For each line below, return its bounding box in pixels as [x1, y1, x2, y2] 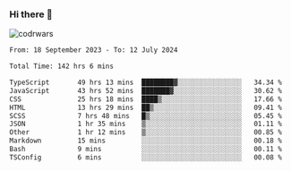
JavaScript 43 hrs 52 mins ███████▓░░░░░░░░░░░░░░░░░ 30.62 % [9, 86, 282, 95]
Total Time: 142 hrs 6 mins [9, 62, 115, 71]
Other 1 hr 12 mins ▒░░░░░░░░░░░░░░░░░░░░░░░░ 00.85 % [9, 128, 282, 137]
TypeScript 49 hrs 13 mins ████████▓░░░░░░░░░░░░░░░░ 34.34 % [9, 78, 282, 88]
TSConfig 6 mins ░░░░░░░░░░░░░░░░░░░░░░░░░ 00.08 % [9, 152, 282, 162]
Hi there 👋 [9, 8, 54, 21]
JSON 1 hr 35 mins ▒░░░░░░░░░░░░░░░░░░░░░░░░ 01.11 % [9, 120, 282, 129]
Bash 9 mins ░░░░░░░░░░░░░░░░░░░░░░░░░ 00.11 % [9, 145, 282, 154]
